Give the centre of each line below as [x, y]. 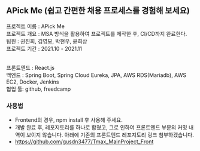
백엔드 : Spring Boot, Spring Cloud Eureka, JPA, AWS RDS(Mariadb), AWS [96, 75]
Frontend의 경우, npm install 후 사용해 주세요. [69, 120]
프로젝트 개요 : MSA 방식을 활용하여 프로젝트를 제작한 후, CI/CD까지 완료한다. [97, 33]
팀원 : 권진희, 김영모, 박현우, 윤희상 [47, 41]
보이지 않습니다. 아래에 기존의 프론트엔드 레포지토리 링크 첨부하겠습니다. [110, 135]
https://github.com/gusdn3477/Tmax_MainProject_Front [84, 141]
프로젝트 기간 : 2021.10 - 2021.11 [44, 48]
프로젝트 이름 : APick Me [35, 26]
